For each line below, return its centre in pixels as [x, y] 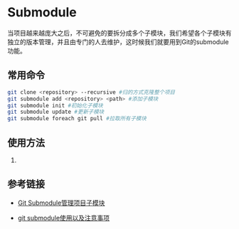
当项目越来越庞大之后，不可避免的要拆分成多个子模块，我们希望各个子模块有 [119, 33]
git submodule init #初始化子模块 [55, 105]
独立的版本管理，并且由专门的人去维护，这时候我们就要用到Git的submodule [118, 42]
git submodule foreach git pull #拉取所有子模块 [77, 119]
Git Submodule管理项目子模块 [61, 203]
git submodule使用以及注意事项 [64, 218]
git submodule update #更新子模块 [56, 112]
